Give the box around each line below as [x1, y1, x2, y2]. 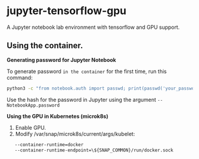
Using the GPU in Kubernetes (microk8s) [6, 112, 109, 120]
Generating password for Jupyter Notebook [6, 56, 116, 63]
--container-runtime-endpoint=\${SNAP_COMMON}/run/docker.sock [14, 147, 174, 153]
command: [6, 74, 33, 81]
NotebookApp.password [6, 102, 60, 108]
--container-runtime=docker [14, 141, 84, 148]
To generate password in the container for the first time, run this [6, 68, 167, 75]
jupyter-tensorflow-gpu [6, 4, 126, 18]
